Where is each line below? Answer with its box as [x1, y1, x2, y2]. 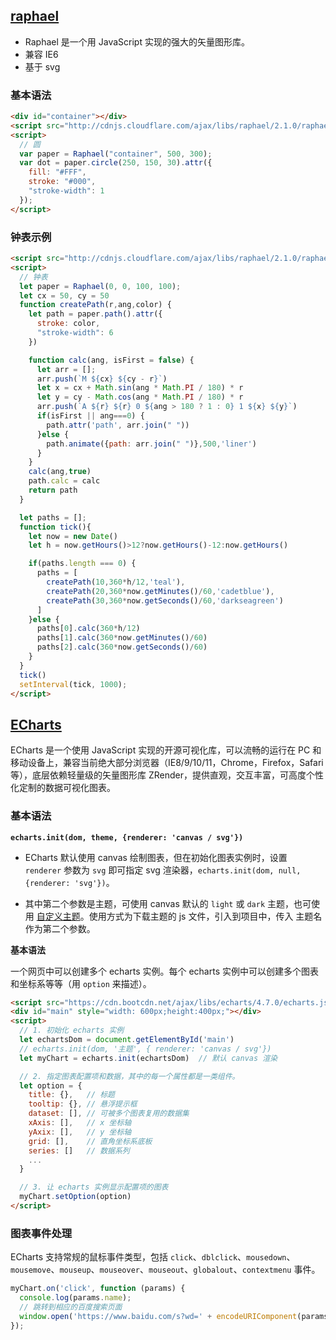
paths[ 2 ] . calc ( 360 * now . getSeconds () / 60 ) [36, 642, 208, 653]
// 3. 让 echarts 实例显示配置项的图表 [19, 1182, 169, 1193]
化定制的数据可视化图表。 [10, 782, 116, 794]
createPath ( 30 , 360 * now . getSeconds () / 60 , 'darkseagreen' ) [46, 595, 284, 606]
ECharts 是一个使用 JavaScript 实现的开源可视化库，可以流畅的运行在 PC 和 [10, 744, 322, 756]
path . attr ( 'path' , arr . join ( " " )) [46, 420, 190, 430]
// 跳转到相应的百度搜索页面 [19, 1302, 123, 1312]
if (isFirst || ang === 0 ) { [36, 411, 145, 421]
